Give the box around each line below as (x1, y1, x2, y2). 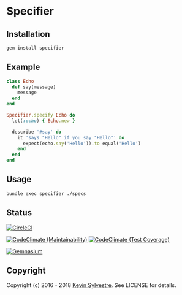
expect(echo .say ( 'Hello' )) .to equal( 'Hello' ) (22, 140, 141, 147)
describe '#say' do (12, 129, 62, 135)
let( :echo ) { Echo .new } (12, 118, 75, 124)
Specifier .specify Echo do (6, 112, 75, 118)
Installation (6, 29, 50, 39)
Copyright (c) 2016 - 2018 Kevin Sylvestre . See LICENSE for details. (6, 282, 176, 289)
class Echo (6, 78, 34, 84)
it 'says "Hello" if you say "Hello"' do (17, 134, 124, 140)
